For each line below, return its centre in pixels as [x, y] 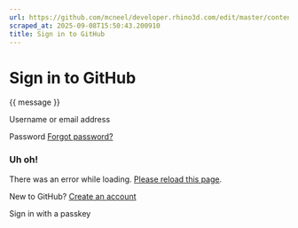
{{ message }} [35, 102]
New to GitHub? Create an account [73, 196]
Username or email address [60, 120]
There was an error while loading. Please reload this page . [116, 179]
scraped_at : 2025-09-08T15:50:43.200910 [85, 26]
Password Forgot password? [61, 137]
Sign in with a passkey [50, 213]
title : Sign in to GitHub [57, 34]
